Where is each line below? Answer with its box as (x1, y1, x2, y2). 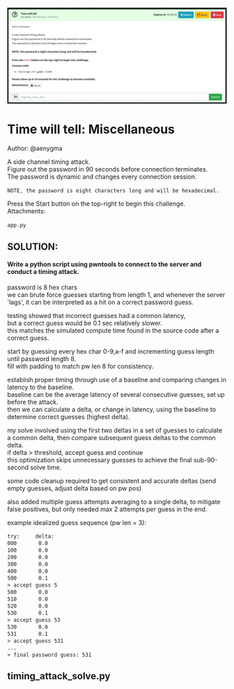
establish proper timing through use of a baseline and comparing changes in (7, 376, 226, 384)
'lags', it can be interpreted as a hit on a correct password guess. (7, 298, 194, 307)
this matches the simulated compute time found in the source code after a (7, 326, 219, 335)
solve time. (30, 463, 62, 471)
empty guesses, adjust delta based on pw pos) (7, 484, 142, 492)
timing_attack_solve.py (7, 670, 111, 682)
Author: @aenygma (7, 144, 63, 153)
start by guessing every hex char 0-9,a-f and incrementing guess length (7, 347, 214, 356)
